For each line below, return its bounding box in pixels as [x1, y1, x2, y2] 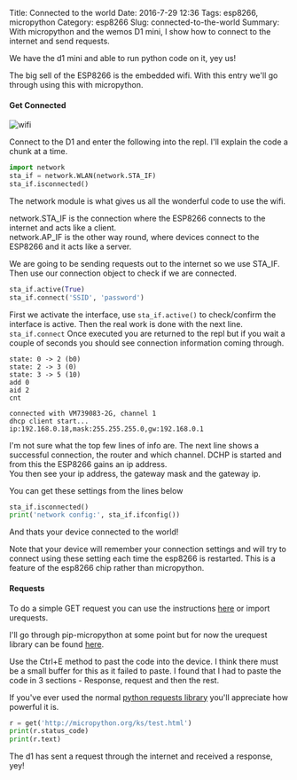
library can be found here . [9, 638, 105, 650]
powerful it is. [9, 701, 59, 712]
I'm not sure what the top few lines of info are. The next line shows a [9, 440, 260, 450]
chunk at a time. [9, 146, 68, 157]
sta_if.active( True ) [9, 285, 86, 293]
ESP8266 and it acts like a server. [9, 241, 132, 252]
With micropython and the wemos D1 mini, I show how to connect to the [9, 27, 271, 36]
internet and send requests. [9, 35, 111, 46]
